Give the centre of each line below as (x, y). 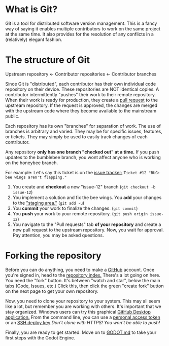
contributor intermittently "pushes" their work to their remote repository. (81, 94)
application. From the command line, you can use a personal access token (83, 317)
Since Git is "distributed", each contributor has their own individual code (81, 84)
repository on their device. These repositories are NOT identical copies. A (82, 89)
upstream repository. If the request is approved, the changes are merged (81, 105)
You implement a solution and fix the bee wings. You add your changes (87, 197)
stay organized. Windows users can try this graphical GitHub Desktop (78, 312)
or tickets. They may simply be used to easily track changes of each (77, 137)
